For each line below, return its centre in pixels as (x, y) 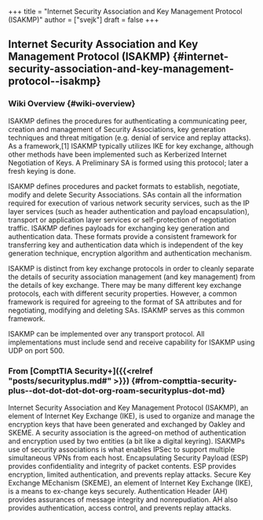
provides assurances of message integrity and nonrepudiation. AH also (123, 500)
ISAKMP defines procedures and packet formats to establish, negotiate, (124, 186)
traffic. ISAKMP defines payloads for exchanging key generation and (119, 228)
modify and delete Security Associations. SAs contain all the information (125, 194)
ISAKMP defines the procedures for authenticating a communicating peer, (128, 120)
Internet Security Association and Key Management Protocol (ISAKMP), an (128, 408)
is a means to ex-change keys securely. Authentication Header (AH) (118, 491)
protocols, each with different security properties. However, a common (122, 293)
